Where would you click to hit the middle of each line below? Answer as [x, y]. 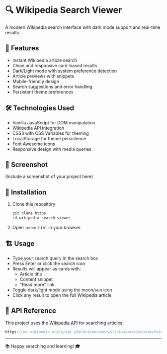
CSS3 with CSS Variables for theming [51, 133]
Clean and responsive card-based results [55, 65]
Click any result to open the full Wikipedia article [62, 295]
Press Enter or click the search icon [49, 263]
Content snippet [36, 279]
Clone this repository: [34, 204]
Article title [31, 274]
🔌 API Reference [31, 311]
